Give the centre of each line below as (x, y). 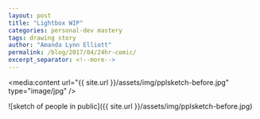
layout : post (30, 15)
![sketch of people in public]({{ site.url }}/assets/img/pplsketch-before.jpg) (130, 106)
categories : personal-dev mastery (66, 30)
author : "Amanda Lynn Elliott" (60, 45)
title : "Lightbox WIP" (46, 23)
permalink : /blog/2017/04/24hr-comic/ (72, 52)
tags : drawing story (43, 38)
